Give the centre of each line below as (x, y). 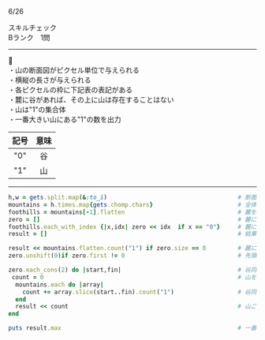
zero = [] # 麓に (132, 219)
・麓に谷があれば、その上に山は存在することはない (91, 99)
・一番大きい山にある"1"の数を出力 (65, 119)
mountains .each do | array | (60, 284)
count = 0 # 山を (134, 277)
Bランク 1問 (29, 37)
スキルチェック (32, 28)
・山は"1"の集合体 (37, 109)
